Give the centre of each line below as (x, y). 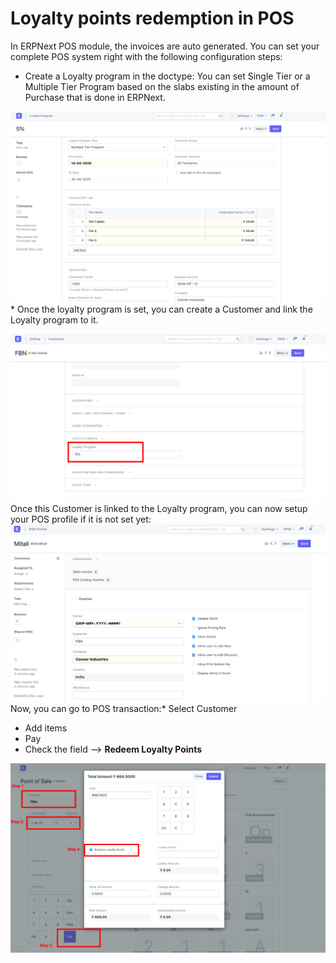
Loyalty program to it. (54, 319)
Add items (46, 728)
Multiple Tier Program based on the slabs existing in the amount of (162, 86)
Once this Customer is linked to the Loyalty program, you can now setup (159, 508)
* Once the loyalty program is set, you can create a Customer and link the (161, 309)
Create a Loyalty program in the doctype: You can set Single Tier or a (167, 76)
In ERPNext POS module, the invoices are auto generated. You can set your (165, 46)
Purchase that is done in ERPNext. (95, 97)
